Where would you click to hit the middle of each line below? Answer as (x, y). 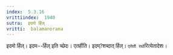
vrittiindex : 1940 (31, 18)
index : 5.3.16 (25, 12)
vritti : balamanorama (35, 29)
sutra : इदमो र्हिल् (26, 23)
